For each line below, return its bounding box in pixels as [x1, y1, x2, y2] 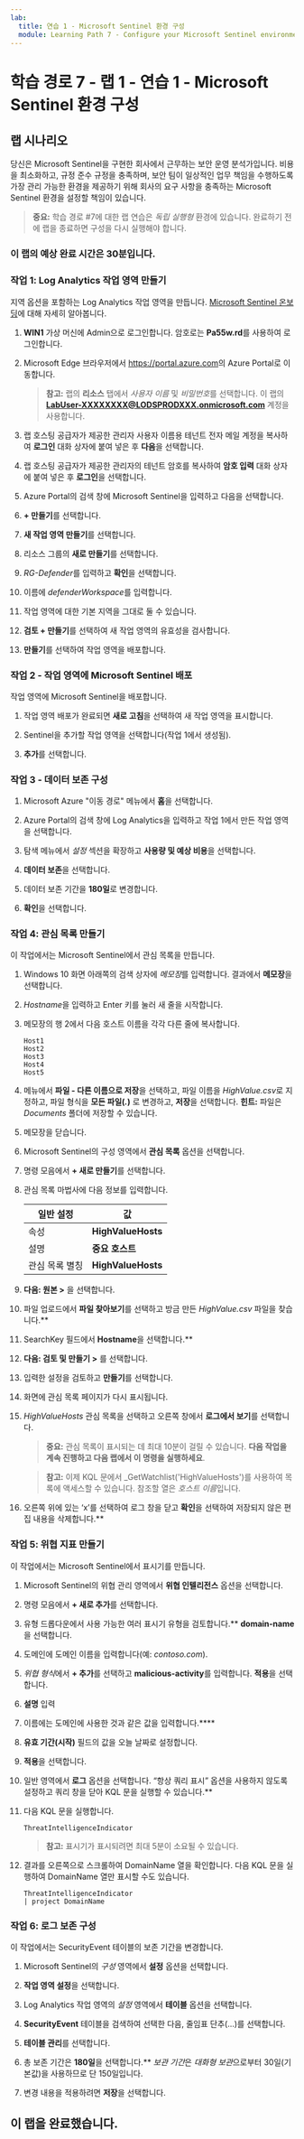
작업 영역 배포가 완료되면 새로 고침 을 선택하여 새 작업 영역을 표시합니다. [23, 710, 273, 721]
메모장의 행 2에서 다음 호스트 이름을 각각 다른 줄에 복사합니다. [23, 1018, 240, 1029]
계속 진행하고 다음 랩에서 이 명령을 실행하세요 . [45, 1453, 206, 1464]
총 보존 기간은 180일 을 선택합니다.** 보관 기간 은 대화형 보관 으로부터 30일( [23, 2057, 285, 2068]
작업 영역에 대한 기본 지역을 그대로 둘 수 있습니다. [23, 606, 197, 617]
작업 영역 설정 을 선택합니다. [23, 1980, 120, 1991]
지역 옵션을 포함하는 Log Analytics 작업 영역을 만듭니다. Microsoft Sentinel [10, 296, 278, 307]
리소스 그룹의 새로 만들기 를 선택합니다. [23, 548, 159, 559]
